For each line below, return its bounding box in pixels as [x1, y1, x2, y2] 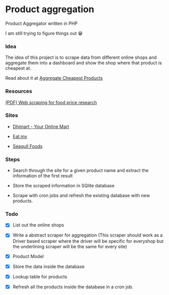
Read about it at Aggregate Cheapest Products [5, 75, 103, 81]
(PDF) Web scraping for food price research [5, 99, 97, 105]
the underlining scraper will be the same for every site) [12, 243, 127, 249]
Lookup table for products [12, 273, 67, 280]
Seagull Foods [12, 143, 43, 149]
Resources [5, 88, 32, 95]
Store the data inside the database [12, 263, 85, 270]
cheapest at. [5, 65, 31, 72]
